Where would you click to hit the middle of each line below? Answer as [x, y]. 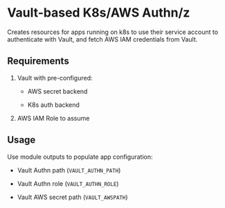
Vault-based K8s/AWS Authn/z [99, 13]
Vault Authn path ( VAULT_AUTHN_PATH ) [69, 170]
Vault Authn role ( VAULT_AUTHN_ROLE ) [68, 183]
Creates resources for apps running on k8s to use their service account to [113, 32]
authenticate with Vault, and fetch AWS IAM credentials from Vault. [102, 39]
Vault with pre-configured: [55, 78]
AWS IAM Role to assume [53, 118]
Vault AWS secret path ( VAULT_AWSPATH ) [72, 197]
